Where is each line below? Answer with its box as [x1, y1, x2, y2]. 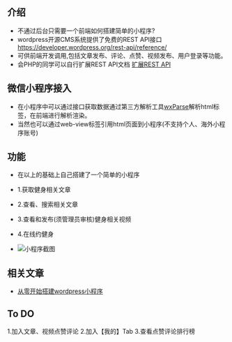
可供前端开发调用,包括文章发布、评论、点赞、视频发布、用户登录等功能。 [17, 51, 227, 59]
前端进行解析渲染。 [36, 111, 91, 119]
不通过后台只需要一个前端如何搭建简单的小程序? [17, 27, 155, 35]
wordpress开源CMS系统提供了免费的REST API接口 [17, 35, 162, 43]
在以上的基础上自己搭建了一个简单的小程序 [17, 170, 140, 179]
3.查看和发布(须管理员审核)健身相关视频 [17, 215, 132, 223]
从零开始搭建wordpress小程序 [17, 287, 103, 295]
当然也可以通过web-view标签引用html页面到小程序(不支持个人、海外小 [17, 119, 219, 128]
